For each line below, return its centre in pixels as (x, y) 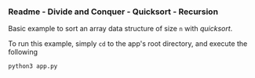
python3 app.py (33, 66)
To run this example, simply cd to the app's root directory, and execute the (128, 44)
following (23, 52)
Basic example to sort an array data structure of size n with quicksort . (120, 29)
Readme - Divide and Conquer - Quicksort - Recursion (113, 12)
